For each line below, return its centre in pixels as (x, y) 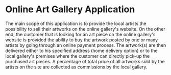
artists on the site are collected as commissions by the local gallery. (76, 67)
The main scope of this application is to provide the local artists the (76, 23)
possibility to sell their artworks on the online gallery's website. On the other (85, 29)
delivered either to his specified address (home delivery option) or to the (81, 51)
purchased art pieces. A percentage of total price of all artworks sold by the (85, 61)
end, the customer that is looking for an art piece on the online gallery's (80, 34)
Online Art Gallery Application (70, 9)
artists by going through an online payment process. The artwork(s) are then (86, 45)
